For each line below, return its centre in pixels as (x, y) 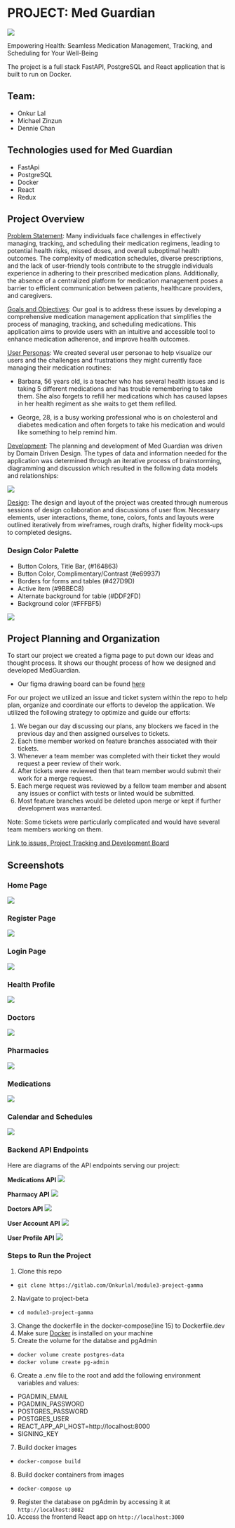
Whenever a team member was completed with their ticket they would (119, 756)
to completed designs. (40, 533)
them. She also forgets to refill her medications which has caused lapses (122, 396)
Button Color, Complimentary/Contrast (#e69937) (89, 574)
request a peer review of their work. (69, 763)
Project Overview (46, 219)
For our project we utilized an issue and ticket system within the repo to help (117, 698)
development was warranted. (60, 808)
